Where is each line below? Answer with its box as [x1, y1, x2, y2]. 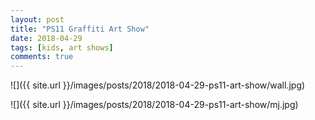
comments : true [10, 52, 74, 62]
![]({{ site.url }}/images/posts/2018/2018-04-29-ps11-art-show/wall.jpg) [10, 79, 306, 91]
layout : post [10, 14, 65, 25]
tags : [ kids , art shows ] [10, 42, 114, 53]
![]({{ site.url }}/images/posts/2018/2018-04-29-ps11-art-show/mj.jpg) [10, 99, 299, 111]
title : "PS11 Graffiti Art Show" [10, 24, 150, 34]
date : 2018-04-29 [10, 33, 83, 43]
